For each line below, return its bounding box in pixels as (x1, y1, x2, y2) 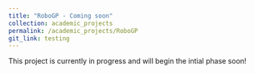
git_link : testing (8, 34, 70, 43)
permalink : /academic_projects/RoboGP (8, 27, 138, 35)
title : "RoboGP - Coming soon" (8, 11, 113, 20)
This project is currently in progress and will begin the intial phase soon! (8, 56, 247, 66)
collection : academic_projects (8, 19, 113, 27)
